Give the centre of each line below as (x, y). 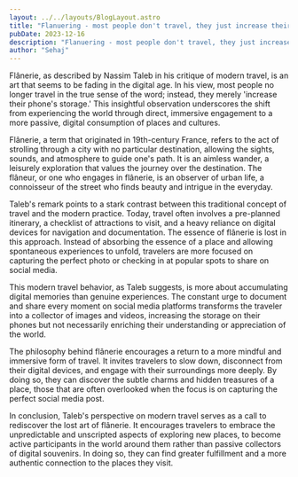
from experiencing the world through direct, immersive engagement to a (141, 113)
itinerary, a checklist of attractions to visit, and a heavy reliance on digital (143, 223)
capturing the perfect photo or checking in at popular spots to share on (139, 261)
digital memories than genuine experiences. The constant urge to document (148, 297)
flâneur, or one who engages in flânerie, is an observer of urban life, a (137, 177)
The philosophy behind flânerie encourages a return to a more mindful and (145, 352)
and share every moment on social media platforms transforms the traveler (146, 306)
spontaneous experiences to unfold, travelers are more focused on (131, 251)
